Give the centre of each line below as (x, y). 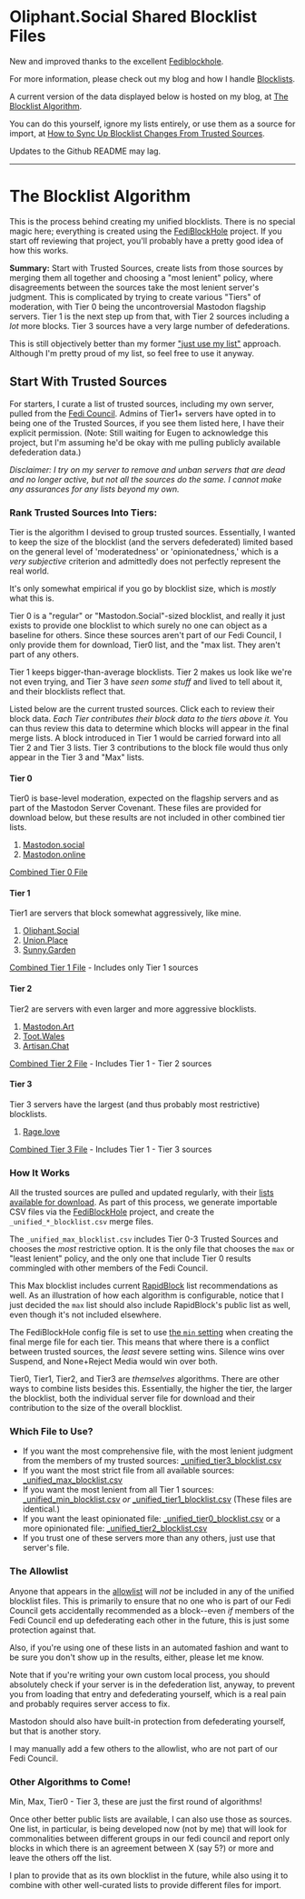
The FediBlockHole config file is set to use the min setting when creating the (151, 1333)
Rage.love (41, 1131)
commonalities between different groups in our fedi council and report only (150, 1838)
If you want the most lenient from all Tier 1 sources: (118, 1490)
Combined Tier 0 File (49, 872)
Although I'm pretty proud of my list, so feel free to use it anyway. (132, 353)
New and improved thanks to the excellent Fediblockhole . (117, 61)
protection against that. (53, 1630)
